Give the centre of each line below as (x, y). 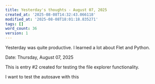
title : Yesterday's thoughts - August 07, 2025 (56, 10)
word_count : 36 (21, 29)
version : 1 (17, 33)
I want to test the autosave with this (42, 77)
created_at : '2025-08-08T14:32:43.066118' (50, 15)
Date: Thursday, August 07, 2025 (39, 57)
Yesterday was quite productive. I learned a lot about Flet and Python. (78, 48)
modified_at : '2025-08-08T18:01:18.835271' (52, 19)
